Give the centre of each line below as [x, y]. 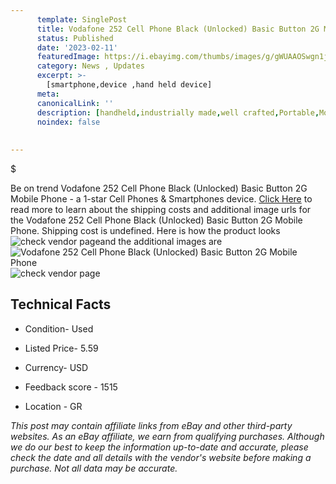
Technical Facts [61, 304]
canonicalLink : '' [75, 103]
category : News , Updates [90, 66]
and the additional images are [161, 241]
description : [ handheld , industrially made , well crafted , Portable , [178, 112]
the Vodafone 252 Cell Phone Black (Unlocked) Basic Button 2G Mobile [156, 220]
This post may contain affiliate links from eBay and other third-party [151, 425]
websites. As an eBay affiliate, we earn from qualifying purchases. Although [167, 436]
